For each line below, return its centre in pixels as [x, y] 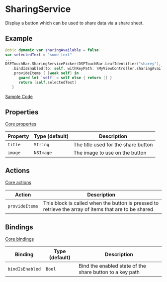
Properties [22, 112]
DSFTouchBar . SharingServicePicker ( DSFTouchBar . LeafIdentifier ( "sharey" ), [83, 64]
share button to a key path [109, 272]
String [42, 145]
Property [18, 136]
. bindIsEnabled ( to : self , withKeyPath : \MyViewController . [74, 69]
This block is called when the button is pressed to [101, 203]
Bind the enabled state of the [112, 266]
